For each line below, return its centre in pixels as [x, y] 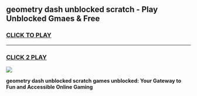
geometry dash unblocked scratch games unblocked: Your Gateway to [94, 80]
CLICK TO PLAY [29, 35]
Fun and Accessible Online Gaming [50, 87]
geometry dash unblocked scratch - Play [82, 10]
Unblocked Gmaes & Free [53, 19]
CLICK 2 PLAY [26, 57]
